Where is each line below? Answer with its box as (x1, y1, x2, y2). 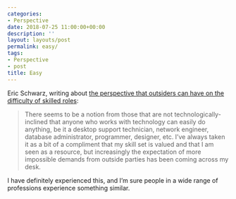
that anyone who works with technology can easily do (49, 117, 206, 126)
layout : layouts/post (7, 37, 71, 44)
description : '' (7, 30, 55, 37)
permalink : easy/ (7, 43, 58, 50)
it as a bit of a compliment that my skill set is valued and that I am (24, 140, 214, 148)
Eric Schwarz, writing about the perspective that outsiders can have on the (7, 89, 225, 97)
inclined (24, 117, 48, 126)
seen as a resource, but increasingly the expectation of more (24, 147, 201, 156)
